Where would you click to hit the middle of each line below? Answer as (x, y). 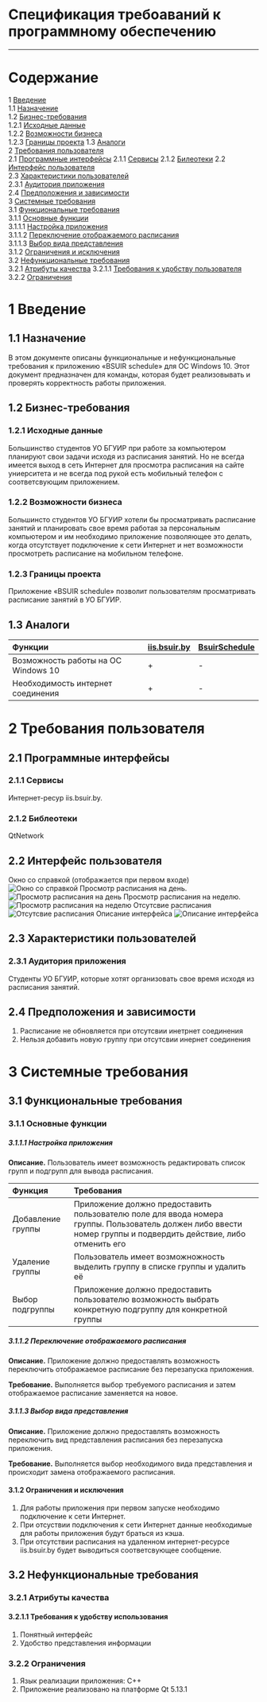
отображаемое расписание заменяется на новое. (93, 1393)
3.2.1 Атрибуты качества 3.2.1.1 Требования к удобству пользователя (125, 269)
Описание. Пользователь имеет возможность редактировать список (127, 1162)
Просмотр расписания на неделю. (182, 897)
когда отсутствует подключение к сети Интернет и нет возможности (126, 545)
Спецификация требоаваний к (114, 15)
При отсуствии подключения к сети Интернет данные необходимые (136, 1525)
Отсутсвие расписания (172, 905)
